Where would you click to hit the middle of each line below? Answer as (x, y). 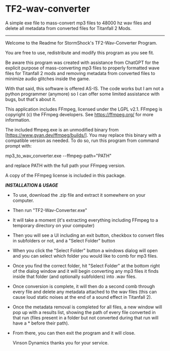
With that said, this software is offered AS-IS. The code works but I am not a (84, 88)
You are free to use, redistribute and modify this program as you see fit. (80, 52)
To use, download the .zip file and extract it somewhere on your (79, 195)
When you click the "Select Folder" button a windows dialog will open (85, 250)
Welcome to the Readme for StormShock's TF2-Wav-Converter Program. (81, 43)
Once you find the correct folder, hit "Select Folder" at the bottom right (86, 266)
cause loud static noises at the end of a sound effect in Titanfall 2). (82, 297)
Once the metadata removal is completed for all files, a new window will (87, 307)
